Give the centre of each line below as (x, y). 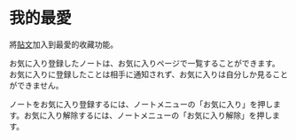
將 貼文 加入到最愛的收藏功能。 (63, 44)
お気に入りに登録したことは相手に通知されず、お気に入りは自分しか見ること (149, 74)
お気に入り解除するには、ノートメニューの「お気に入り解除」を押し (148, 115)
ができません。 (36, 85)
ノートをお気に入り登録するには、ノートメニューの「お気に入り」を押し (141, 104)
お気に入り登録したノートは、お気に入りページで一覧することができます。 (145, 63)
